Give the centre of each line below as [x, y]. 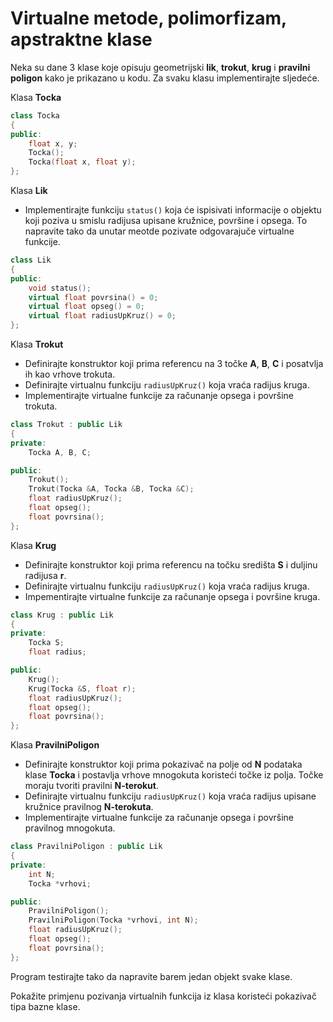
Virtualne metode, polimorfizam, [148, 18]
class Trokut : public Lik [66, 425]
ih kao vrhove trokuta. [70, 374]
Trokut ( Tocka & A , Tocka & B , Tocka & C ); [111, 489]
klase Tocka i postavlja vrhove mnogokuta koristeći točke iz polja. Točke [174, 775]
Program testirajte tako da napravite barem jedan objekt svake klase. [151, 976]
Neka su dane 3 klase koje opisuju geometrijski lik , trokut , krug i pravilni [160, 67]
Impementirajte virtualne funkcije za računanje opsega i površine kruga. [172, 596]
